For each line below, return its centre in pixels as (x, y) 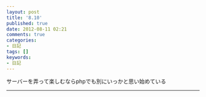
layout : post (23, 12)
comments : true (26, 35)
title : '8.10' (25, 18)
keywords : (19, 57)
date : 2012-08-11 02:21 (37, 29)
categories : (21, 40)
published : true (27, 23)
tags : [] (17, 52)
